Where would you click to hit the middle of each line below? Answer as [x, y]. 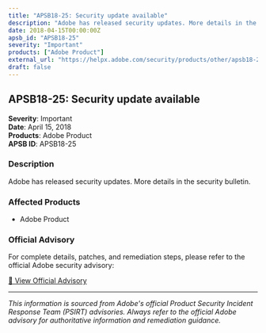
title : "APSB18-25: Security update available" [88, 15]
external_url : [32, 60]
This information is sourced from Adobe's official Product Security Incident [131, 304]
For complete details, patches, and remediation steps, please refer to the [127, 257]
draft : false [30, 67]
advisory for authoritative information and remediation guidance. [115, 320]
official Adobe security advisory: [61, 266]
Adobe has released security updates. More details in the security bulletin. [129, 181]
